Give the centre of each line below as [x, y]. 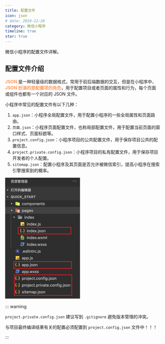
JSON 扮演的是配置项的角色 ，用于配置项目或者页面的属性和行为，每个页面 [81, 88]
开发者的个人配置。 [32, 158]
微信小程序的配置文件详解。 [33, 52]
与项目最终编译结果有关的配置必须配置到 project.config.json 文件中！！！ [81, 327]
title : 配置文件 [20, 10]
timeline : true [21, 31]
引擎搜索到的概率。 [32, 170]
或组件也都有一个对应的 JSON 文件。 [43, 94]
